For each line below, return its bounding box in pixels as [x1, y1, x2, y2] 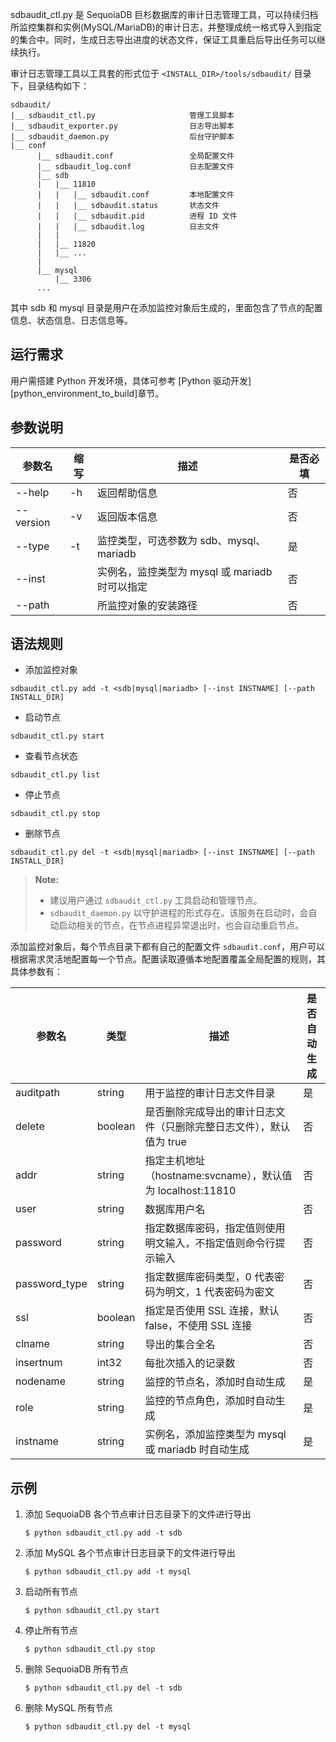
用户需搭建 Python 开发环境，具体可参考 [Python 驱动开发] [10, 374, 252, 387]
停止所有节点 [24, 1624, 78, 1637]
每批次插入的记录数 [144, 1356, 236, 1370]
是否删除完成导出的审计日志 [144, 1105, 276, 1119]
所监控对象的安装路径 [97, 598, 198, 612]
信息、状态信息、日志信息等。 [10, 314, 133, 326]
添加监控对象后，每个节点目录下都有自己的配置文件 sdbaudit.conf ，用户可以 [10, 941, 326, 953]
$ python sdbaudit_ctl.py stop [24, 1644, 156, 1655]
